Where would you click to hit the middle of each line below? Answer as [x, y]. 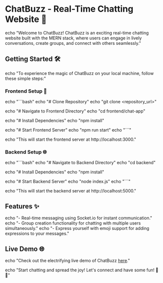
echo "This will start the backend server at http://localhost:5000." [71, 191]
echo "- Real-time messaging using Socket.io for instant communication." [79, 218]
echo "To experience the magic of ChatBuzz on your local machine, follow [80, 73]
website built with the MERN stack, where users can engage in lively [73, 38]
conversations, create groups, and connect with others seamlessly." [73, 43]
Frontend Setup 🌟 [26, 91]
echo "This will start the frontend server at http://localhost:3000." [71, 139]
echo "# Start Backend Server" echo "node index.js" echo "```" [68, 182]
